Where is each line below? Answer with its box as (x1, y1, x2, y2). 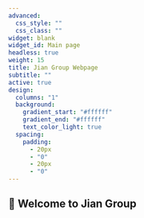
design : (8, 85, 34, 94)
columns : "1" (15, 93, 59, 101)
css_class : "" (15, 26, 62, 34)
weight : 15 (8, 57, 45, 65)
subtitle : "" (8, 71, 52, 79)
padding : (22, 137, 52, 146)
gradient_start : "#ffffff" (22, 109, 113, 117)
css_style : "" (15, 19, 62, 27)
